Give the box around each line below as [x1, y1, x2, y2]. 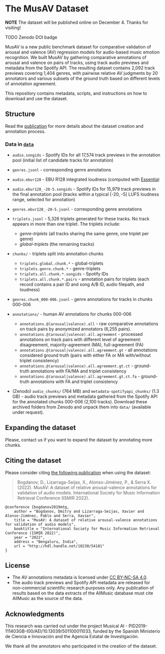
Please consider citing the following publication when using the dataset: [5, 469, 151, 476]
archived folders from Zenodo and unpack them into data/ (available [12, 404, 151, 410]
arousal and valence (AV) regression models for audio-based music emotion [5, 49, 160, 55]
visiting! [5, 24, 21, 30]
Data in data [5, 141, 34, 148]
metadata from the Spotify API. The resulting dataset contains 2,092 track [5, 65, 155, 71]
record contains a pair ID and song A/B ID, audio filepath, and [19, 281, 144, 287]
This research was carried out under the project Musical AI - [5, 623, 128, 629]
